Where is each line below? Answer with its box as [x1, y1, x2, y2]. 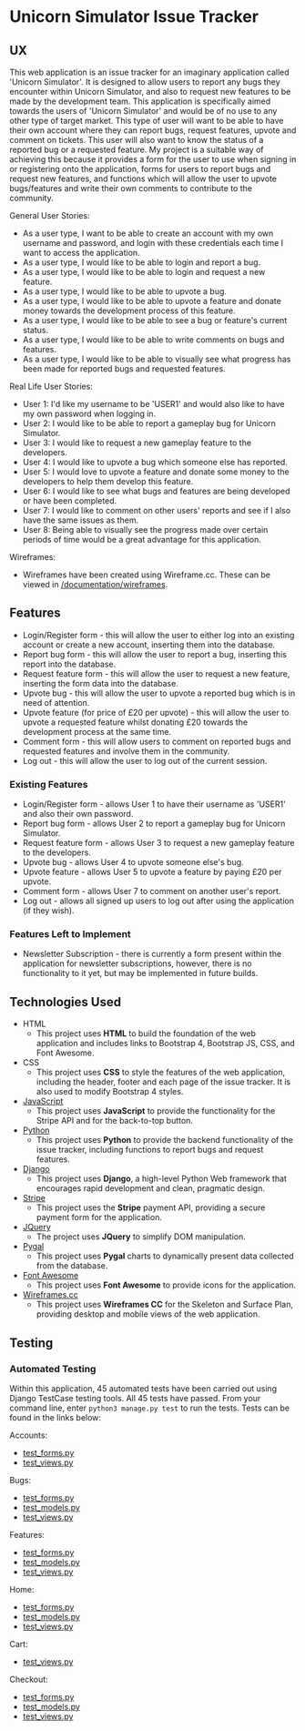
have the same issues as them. [22, 514, 139, 525]
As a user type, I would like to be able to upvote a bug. [22, 286, 228, 297]
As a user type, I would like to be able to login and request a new [22, 267, 266, 277]
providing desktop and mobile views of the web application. [36, 1308, 261, 1319]
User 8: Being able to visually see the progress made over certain [22, 524, 269, 535]
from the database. [36, 1260, 108, 1271]
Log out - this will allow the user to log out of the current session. [22, 755, 268, 766]
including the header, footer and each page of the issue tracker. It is [36, 1076, 291, 1087]
